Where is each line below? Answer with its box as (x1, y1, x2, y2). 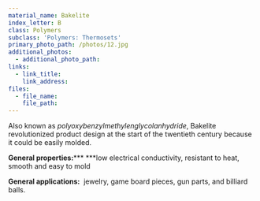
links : (8, 63, 30, 71)
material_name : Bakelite (8, 11, 90, 20)
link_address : (22, 77, 69, 85)
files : (8, 84, 30, 93)
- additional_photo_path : (15, 56, 101, 64)
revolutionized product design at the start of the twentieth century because (8, 129, 252, 139)
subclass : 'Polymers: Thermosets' (8, 33, 122, 42)
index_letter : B (8, 19, 61, 27)
